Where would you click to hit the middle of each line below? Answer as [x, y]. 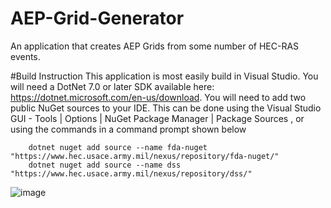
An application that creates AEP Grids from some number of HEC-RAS [155, 46]
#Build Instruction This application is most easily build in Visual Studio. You [164, 76]
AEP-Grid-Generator [97, 18]
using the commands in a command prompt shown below [128, 129]
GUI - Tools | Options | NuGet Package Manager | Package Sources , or [157, 118]
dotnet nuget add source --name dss [105, 165]
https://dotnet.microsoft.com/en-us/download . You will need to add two [158, 97]
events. [25, 56]
